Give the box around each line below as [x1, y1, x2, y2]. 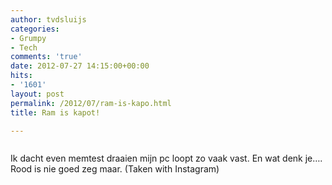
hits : [10, 71, 33, 81]
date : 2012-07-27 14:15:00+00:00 [10, 61, 150, 71]
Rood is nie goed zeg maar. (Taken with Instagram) [10, 163, 220, 175]
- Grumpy [10, 33, 47, 43]
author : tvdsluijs [10, 14, 87, 25]
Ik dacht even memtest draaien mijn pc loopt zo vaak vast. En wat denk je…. [10, 152, 323, 165]
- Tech [10, 42, 38, 53]
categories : [10, 24, 60, 34]
